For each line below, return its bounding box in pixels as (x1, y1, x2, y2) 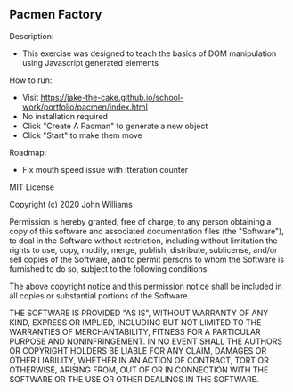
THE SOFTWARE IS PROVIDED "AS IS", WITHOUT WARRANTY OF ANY (9, 307, 269, 318)
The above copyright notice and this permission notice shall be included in (9, 281, 282, 291)
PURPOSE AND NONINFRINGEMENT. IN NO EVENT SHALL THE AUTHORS (9, 336, 283, 347)
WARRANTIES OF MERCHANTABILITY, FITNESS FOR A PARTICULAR (9, 326, 261, 337)
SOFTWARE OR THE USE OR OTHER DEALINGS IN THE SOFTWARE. (9, 373, 259, 384)
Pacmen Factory (9, 7, 102, 22)
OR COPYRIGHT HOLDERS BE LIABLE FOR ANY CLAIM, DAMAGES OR (9, 345, 267, 355)
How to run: (9, 75, 53, 86)
